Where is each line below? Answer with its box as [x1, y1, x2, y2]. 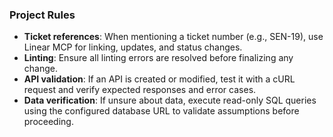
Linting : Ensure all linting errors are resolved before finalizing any [23, 52, 294, 64]
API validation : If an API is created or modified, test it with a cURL [23, 73, 296, 85]
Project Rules [9, 8, 76, 22]
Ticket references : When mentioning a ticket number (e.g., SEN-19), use [23, 31, 324, 43]
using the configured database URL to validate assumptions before [23, 105, 300, 117]
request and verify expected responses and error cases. [23, 84, 257, 96]
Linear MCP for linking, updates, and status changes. [23, 41, 243, 53]
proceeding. [23, 116, 74, 128]
